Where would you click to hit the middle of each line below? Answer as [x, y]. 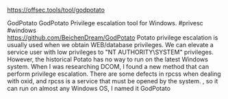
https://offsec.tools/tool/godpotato [56, 10]
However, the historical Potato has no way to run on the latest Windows [108, 59]
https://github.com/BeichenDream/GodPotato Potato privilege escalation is [113, 38]
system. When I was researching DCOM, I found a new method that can [108, 67]
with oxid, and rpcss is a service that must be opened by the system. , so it [113, 81]
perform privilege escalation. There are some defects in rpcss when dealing [114, 74]
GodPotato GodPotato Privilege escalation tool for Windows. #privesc [105, 23]
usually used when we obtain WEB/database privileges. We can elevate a [110, 45]
